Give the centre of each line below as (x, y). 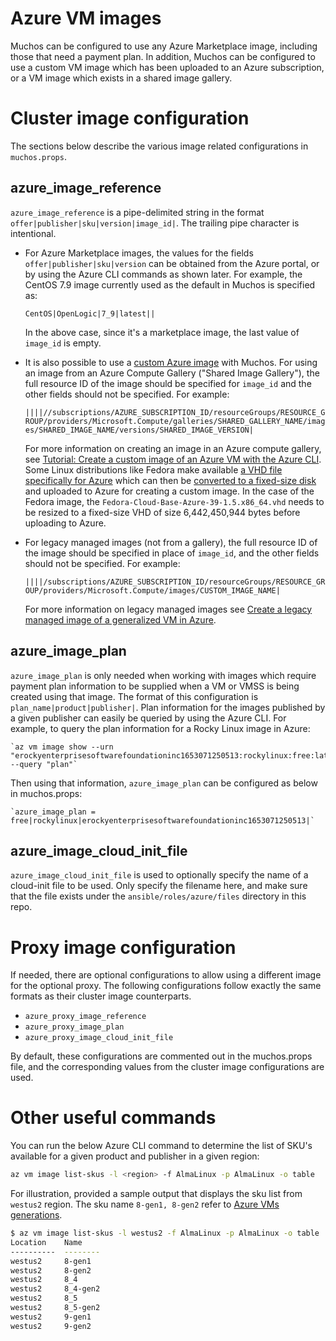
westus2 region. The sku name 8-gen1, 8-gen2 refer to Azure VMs (145, 1204)
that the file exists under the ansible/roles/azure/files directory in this (158, 896)
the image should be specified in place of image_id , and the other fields (172, 553)
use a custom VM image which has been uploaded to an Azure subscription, (167, 67)
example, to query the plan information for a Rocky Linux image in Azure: (160, 728)
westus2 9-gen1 (51, 1317)
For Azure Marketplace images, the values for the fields (139, 253)
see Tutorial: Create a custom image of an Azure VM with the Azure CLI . (173, 459)
